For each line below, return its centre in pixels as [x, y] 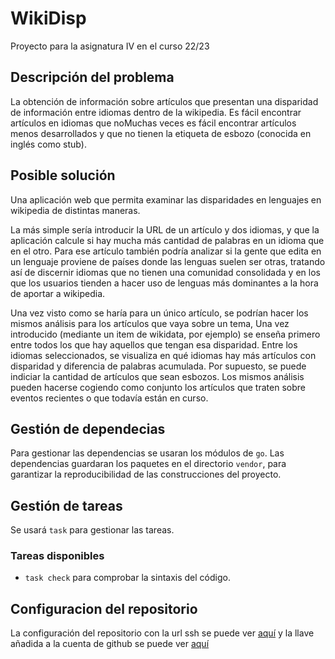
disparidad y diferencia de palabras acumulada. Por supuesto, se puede [158, 366]
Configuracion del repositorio [104, 608]
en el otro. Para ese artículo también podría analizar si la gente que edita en [166, 251]
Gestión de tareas [66, 505]
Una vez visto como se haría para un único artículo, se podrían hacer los [159, 313]
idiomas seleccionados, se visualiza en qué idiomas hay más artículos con [163, 355]
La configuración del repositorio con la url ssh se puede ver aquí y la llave [162, 633]
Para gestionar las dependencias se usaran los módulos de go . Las [147, 453]
